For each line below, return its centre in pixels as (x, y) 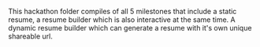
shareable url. (30, 36)
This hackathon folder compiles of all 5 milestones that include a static (123, 11)
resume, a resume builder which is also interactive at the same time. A (122, 20)
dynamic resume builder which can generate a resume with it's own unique (130, 28)
